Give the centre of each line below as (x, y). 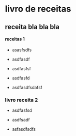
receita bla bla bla (32, 27)
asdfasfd (21, 78)
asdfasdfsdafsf (27, 87)
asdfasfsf (22, 68)
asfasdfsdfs (24, 129)
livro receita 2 (22, 100)
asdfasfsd (22, 110)
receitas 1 (15, 39)
